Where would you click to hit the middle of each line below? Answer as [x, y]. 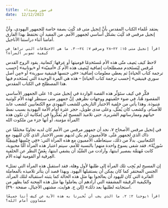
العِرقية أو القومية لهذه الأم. [31, 156]
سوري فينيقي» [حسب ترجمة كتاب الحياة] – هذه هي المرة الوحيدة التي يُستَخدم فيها [82, 78]
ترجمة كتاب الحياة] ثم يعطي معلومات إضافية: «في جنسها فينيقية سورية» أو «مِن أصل [84, 72]
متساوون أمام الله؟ [26, 200]
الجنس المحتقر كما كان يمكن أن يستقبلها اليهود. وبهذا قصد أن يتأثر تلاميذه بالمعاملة [82, 171]
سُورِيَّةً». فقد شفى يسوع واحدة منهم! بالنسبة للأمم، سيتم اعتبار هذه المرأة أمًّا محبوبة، [84, 145]
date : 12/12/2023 [25, 14]
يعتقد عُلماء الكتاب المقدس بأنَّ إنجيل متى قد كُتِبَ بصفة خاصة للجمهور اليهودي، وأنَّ [82, 28]
